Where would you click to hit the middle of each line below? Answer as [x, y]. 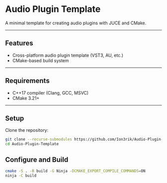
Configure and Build [37, 159]
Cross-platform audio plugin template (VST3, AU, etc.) [68, 55]
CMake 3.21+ [26, 98]
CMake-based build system [41, 60]
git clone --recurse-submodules [39, 139]
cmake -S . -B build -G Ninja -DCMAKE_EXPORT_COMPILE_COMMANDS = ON [75, 171]
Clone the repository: [27, 130]
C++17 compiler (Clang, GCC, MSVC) [50, 92]
